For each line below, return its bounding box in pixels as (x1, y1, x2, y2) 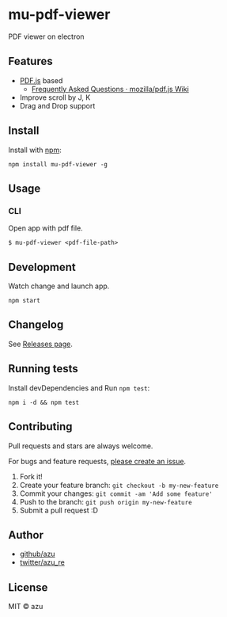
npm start (8, 297, 41, 305)
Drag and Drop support (19, 101, 96, 110)
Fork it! (19, 471, 44, 481)
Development (8, 260, 77, 274)
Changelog (8, 318, 64, 332)
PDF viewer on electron (8, 32, 85, 41)
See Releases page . (8, 339, 74, 348)
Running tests (8, 362, 79, 375)
